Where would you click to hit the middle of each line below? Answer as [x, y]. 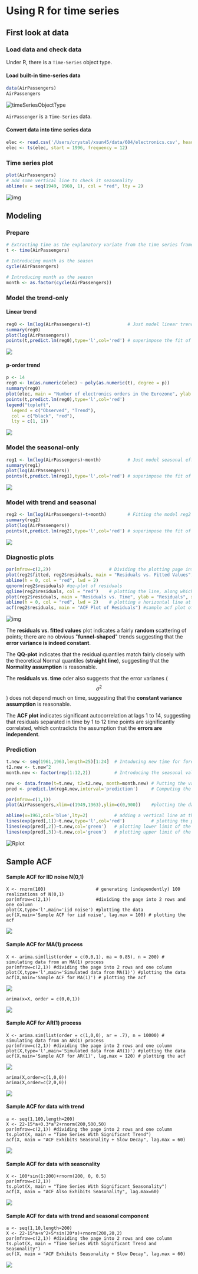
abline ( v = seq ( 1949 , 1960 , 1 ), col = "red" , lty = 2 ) [75, 186]
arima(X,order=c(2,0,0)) [37, 1082]
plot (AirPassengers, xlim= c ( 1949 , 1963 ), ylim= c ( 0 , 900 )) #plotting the [96, 805]
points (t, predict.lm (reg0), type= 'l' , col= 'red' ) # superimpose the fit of [99, 341]
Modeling [24, 216]
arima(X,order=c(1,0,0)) [37, 1077]
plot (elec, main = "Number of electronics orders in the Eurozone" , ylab [99, 394]
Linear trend [22, 312]
